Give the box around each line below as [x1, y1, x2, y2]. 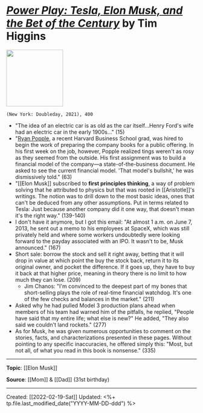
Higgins [6, 30, 47, 43]
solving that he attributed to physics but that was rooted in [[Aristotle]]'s [14, 186, 195, 193]
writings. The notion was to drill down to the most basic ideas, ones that [14, 192, 195, 200]
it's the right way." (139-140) [14, 212, 86, 219]
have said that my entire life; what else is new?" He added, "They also [14, 314, 189, 322]
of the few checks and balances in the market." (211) [24, 295, 155, 302]
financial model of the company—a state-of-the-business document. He [14, 160, 195, 167]
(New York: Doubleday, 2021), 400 [6, 111, 94, 117]
